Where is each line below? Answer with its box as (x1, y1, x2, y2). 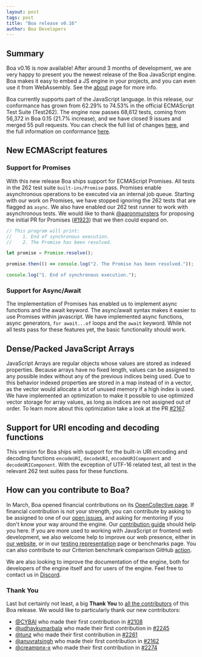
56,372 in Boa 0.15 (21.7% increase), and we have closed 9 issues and (6, 115, 181, 122)
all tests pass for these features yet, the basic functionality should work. (6, 326, 187, 333)
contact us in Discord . (6, 571, 61, 578)
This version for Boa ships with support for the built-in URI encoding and (6, 448, 188, 455)
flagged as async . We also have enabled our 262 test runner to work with (6, 203, 188, 210)
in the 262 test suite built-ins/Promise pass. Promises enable (6, 183, 162, 191)
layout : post (6, 9, 39, 15)
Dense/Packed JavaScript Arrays (6, 344, 135, 354)
